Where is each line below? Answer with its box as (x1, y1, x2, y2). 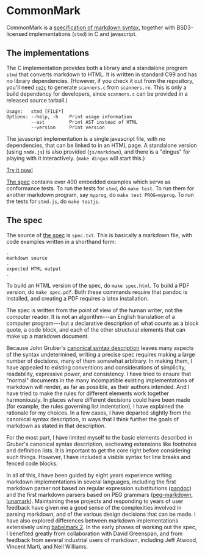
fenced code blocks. (6, 460, 58, 467)
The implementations (6, 48, 90, 59)
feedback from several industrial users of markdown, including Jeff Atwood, (6, 536, 198, 543)
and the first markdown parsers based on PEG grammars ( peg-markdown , (6, 491, 193, 498)
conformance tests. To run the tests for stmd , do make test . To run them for (6, 184, 195, 192)
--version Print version (31, 124, 105, 130)
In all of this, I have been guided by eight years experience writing (6, 471, 172, 479)
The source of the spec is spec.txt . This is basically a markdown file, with (6, 231, 192, 238)
